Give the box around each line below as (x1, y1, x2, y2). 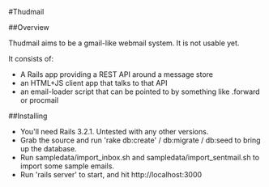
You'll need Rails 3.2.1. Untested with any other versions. (19, 127, 209, 136)
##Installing (8, 111, 48, 121)
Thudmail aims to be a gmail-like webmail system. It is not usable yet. (8, 38, 240, 48)
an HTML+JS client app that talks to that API (19, 79, 168, 87)
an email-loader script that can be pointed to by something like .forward (19, 87, 261, 96)
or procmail (19, 96, 59, 104)
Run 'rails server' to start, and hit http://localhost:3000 (19, 170, 203, 179)
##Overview (8, 23, 50, 32)
